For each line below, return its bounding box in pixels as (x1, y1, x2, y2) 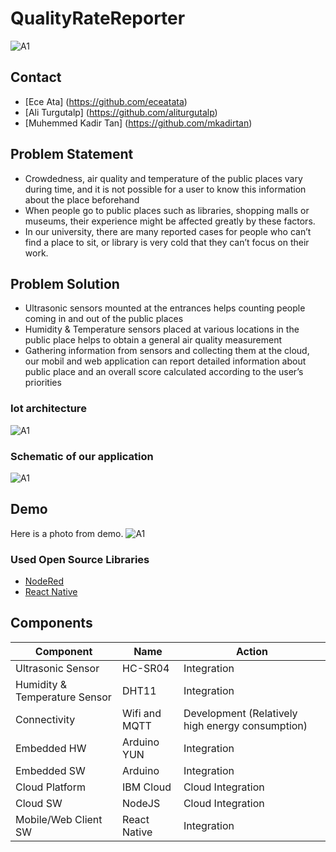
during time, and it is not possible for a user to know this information (24, 183, 307, 195)
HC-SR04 (122, 661, 170, 675)
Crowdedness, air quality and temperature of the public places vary (24, 172, 303, 184)
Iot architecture (10, 402, 87, 416)
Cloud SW (15, 796, 63, 810)
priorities (24, 377, 62, 389)
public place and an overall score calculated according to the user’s (24, 366, 304, 378)
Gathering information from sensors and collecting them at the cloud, (24, 345, 310, 357)
